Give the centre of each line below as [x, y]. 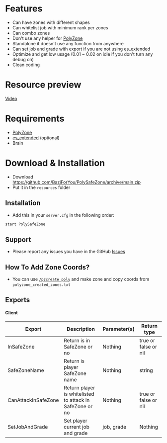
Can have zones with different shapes [51, 22]
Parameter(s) [119, 329]
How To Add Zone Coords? [47, 267]
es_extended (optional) [36, 138]
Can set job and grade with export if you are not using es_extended [81, 49]
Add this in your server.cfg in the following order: [63, 215]
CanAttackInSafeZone [33, 400]
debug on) [23, 59]
